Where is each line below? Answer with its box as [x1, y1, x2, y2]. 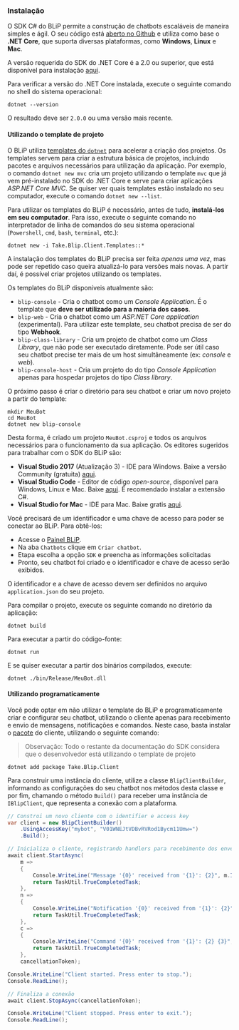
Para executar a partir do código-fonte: [7, 634, 122, 643]
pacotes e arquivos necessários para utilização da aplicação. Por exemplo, [7, 161, 227, 170]
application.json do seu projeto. [7, 587, 105, 596]
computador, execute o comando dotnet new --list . [7, 191, 162, 200]
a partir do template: [7, 394, 68, 403]
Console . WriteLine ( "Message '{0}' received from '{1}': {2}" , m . [33, 872, 231, 879]
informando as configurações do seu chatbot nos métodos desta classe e [7, 783, 224, 792]
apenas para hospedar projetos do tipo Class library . [17, 373, 173, 382]
